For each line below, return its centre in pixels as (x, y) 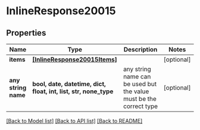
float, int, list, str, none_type (73, 91)
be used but (140, 84)
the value (136, 91)
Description (140, 50)
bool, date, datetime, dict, (69, 84)
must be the (140, 99)
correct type (140, 106)
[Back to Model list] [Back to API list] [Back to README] (74, 121)
